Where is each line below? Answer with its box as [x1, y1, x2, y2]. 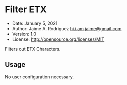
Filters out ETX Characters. [5, 46, 61, 52]
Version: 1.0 [12, 31, 36, 37]
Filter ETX [5, 4, 47, 15]
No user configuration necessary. [5, 74, 74, 80]
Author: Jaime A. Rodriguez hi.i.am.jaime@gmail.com [12, 25, 122, 31]
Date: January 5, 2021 [12, 20, 58, 26]
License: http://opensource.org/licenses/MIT [12, 36, 105, 42]
